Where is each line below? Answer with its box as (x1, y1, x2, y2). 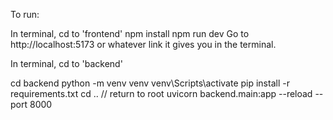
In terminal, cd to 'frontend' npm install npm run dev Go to (10, 28, 250, 39)
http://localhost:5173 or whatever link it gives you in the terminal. (10, 39, 277, 50)
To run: (10, 9, 40, 20)
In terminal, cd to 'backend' (10, 58, 123, 69)
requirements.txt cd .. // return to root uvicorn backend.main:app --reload (10, 88, 313, 99)
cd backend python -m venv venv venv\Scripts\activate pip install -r (10, 77, 290, 89)
